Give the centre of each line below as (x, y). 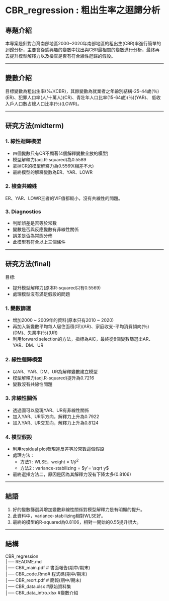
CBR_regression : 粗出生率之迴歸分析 (83, 10)
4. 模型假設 (19, 437)
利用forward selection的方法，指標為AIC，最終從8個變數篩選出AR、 (83, 339)
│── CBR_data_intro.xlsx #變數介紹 (42, 593)
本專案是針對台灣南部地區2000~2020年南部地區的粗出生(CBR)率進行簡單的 (83, 43)
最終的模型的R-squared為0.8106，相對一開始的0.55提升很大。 (77, 522)
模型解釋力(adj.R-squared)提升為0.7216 (53, 378)
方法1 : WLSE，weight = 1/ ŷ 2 (49, 461)
